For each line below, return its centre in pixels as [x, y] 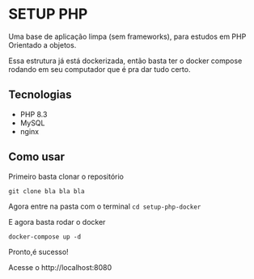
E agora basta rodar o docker [57, 222]
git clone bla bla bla [47, 191]
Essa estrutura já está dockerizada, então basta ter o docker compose [125, 61]
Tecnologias [40, 95]
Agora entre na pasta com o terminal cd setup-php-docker [105, 206]
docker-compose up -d [45, 237]
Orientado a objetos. [42, 44]
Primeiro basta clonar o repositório [66, 176]
